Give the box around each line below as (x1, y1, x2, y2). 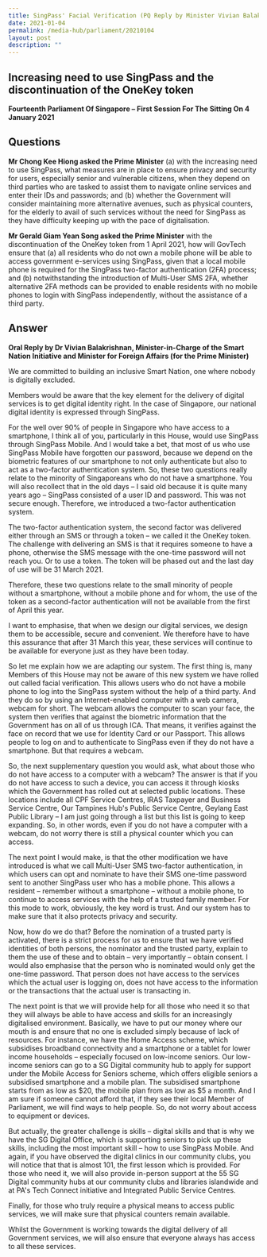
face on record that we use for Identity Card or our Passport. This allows (8, 728, 246, 738)
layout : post (8, 33, 52, 42)
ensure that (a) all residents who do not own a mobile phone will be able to (8, 248, 253, 257)
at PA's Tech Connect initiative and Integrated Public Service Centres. (8, 1185, 236, 1195)
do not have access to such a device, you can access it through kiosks (8, 777, 240, 787)
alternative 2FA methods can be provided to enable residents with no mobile (8, 281, 258, 291)
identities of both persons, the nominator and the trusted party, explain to (8, 943, 249, 953)
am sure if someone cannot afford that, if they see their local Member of (8, 1093, 245, 1104)
